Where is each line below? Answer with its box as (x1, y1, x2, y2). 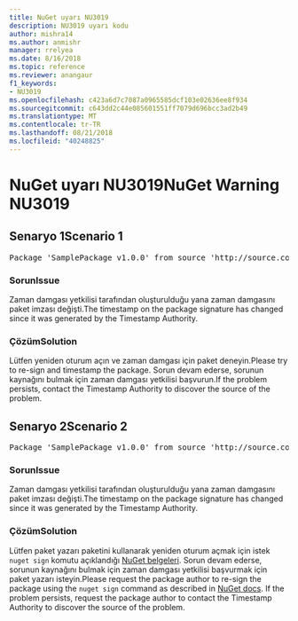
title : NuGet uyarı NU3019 (9, 12, 109, 22)
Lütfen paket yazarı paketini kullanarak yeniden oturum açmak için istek (9, 545, 271, 555)
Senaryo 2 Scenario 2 (9, 419, 129, 434)
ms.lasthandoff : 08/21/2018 (9, 129, 114, 138)
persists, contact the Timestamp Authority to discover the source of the (9, 383, 271, 395)
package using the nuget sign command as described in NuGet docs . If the (9, 583, 285, 593)
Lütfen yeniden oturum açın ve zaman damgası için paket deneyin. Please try (9, 356, 288, 366)
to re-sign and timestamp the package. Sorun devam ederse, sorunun (9, 365, 264, 375)
